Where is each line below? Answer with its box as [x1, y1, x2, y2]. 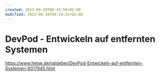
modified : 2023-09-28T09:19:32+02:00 [5, 12, 83, 17]
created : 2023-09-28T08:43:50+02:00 [5, 7, 81, 12]
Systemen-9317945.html [5, 66, 55, 72]
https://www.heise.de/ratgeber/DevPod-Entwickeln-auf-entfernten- [5, 60, 144, 66]
